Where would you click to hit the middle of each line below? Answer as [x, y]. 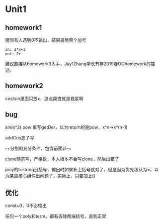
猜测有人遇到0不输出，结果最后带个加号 [46, 40]
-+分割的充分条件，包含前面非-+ [39, 148]
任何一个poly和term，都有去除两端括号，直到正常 [56, 216]
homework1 [24, 28]
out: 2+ [13, 54]
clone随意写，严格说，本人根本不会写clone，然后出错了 [62, 159]
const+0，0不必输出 [26, 206]
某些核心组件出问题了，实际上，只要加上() [52, 176]
